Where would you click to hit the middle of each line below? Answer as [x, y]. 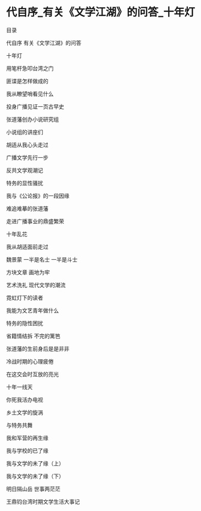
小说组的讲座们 [25, 132]
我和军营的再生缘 [27, 438]
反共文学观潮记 [25, 170]
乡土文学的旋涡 [25, 412]
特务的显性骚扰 [25, 183]
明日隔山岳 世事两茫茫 [33, 489]
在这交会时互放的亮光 [32, 374]
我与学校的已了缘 [27, 450]
